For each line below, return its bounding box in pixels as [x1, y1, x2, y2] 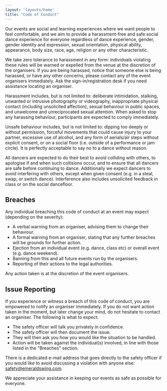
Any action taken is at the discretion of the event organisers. [5, 271, 129, 277]
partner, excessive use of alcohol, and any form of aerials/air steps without [5, 134, 159, 140]
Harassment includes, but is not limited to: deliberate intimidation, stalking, [5, 93, 158, 99]
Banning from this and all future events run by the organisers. [12, 256, 139, 262]
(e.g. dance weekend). [12, 250, 59, 256]
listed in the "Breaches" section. [12, 345, 79, 351]
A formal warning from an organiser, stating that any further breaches [12, 234, 156, 240]
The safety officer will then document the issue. [12, 329, 111, 335]
